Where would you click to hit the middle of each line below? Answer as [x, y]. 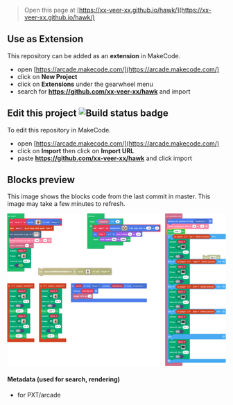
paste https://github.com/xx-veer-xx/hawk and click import [105, 158]
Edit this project [42, 113]
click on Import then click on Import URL [76, 150]
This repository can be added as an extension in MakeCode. [94, 55]
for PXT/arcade [39, 395]
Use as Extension [45, 39]
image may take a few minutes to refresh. [66, 204]
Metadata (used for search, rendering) [63, 379]
